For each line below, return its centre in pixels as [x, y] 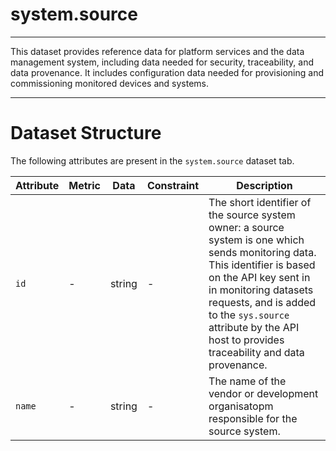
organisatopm [241, 406]
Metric [84, 185]
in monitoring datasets [261, 290]
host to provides [246, 340]
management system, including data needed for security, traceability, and [162, 62]
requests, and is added [262, 302]
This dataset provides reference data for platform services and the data [157, 51]
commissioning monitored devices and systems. [109, 83]
